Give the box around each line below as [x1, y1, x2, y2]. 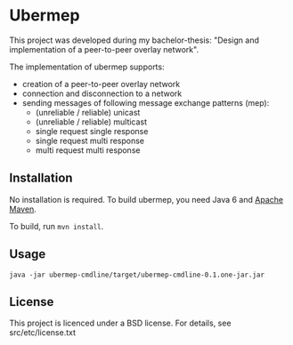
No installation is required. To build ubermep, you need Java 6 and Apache [9, 194, 283, 205]
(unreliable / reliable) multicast [35, 116, 148, 127]
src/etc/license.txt [9, 327, 76, 338]
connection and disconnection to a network [21, 88, 183, 99]
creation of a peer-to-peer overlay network [21, 78, 181, 89]
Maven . [9, 204, 37, 214]
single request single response [35, 125, 149, 136]
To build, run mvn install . [9, 221, 104, 231]
